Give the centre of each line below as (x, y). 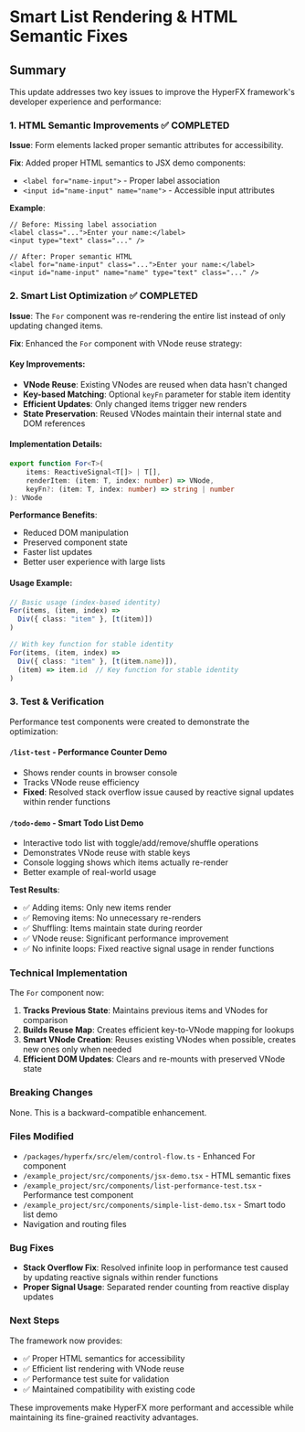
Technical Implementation (68, 973)
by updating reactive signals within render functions (121, 1277)
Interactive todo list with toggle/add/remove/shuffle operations (140, 843)
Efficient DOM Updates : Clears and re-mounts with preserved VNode (154, 1059)
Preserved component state (75, 542)
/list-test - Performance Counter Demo (88, 753)
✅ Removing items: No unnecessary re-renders (112, 918)
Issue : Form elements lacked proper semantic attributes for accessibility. (147, 145)
